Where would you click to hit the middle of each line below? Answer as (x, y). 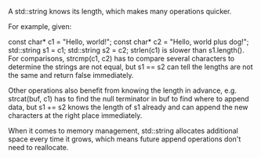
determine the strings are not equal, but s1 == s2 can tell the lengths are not (130, 67)
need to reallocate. (38, 147)
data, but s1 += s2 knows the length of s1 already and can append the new (128, 107)
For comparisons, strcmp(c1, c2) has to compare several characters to (121, 59)
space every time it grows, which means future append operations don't (125, 139)
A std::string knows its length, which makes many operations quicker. (120, 11)
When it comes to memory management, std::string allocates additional (123, 130)
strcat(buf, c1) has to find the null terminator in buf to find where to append (129, 99)
